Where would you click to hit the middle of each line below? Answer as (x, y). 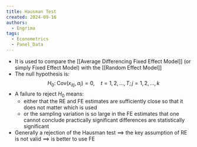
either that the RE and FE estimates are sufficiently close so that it (103, 102)
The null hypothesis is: (42, 74)
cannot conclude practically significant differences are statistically (104, 120)
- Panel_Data (27, 45)
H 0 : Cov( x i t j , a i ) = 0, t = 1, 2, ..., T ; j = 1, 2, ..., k (103, 84)
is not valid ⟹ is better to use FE (55, 139)
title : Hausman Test (32, 12)
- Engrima (23, 28)
